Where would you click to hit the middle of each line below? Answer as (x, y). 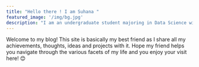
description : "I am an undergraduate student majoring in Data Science (96, 23)
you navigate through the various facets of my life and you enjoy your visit (97, 52)
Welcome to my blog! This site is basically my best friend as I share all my (96, 40)
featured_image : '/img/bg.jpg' (45, 17)
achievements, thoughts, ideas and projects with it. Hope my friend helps (95, 46)
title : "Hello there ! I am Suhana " (53, 12)
